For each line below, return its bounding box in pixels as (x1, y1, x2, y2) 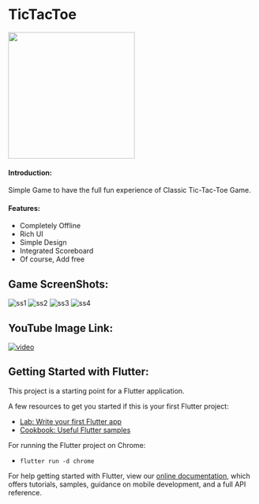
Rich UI (19, 229, 43, 239)
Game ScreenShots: (8, 277, 109, 291)
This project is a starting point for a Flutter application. (8, 386, 185, 396)
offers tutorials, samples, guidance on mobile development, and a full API (8, 480, 246, 489)
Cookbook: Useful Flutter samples (19, 425, 131, 434)
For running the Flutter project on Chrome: (8, 440, 146, 449)
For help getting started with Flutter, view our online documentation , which (8, 471, 251, 480)
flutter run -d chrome (19, 457, 95, 465)
